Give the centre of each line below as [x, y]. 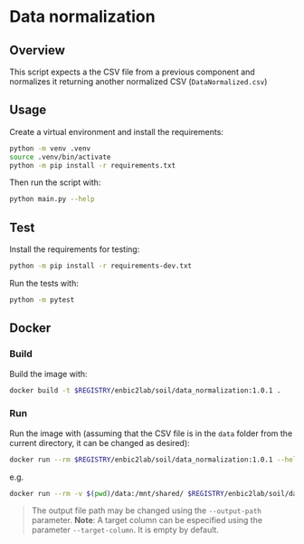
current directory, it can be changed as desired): [100, 442]
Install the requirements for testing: [75, 249]
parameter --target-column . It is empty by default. [125, 530]
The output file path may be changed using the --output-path [147, 510]
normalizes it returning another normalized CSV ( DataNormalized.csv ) [138, 82]
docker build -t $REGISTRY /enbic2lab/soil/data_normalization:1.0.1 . [145, 390]
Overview [38, 50]
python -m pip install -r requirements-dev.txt [101, 266]
